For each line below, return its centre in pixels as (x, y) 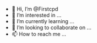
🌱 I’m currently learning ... (43, 21)
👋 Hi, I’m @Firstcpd (35, 9)
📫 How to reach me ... (39, 34)
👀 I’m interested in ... (36, 15)
